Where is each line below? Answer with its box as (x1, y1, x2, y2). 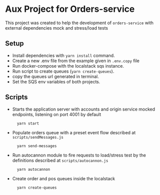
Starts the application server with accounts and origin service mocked (12, 106, 156, 112)
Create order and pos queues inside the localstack (12, 175, 115, 181)
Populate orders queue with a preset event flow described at (12, 129, 136, 135)
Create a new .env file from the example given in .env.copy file (12, 58, 140, 64)
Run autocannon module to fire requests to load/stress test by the (12, 152, 146, 158)
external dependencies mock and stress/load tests (5, 25, 108, 31)
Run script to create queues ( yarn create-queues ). (12, 68, 115, 74)
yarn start (17, 121, 40, 126)
